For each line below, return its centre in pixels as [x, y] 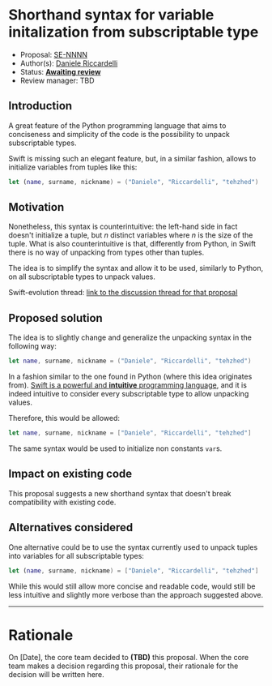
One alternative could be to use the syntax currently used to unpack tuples [133, 547]
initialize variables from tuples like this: [73, 167]
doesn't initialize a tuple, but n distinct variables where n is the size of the [131, 235]
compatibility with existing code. [62, 502]
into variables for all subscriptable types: [76, 555]
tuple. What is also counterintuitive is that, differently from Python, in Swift [132, 244]
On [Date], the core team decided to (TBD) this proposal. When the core [129, 658]
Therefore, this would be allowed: [64, 418]
